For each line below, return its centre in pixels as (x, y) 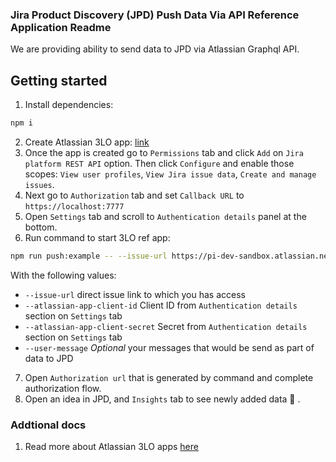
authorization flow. (63, 388)
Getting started (59, 80)
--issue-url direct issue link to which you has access (135, 294)
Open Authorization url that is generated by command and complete (169, 377)
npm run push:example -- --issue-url (89, 256)
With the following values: (63, 275)
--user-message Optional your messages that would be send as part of (169, 347)
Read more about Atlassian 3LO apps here (111, 447)
